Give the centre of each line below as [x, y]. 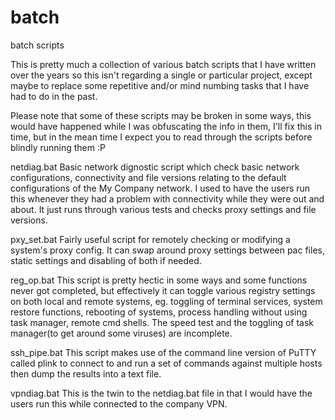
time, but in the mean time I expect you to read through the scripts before [161, 137]
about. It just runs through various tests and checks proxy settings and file [163, 209]
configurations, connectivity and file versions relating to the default [148, 177]
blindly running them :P [58, 147]
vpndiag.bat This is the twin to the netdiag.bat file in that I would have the [161, 393]
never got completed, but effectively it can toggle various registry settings [163, 290]
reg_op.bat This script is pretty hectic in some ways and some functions [159, 280]
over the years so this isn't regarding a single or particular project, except [161, 75]
